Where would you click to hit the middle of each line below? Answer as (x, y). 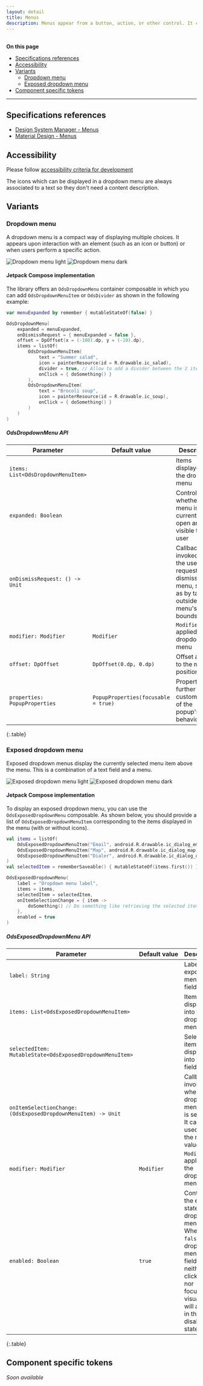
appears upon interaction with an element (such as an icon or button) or (96, 243)
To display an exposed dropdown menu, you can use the (77, 808)
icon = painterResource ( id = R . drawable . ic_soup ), (104, 397)
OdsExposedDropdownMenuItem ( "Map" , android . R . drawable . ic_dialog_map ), (109, 850)
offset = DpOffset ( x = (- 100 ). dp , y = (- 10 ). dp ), (81, 341)
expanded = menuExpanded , (50, 329)
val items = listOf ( (32, 839)
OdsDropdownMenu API (37, 433)
